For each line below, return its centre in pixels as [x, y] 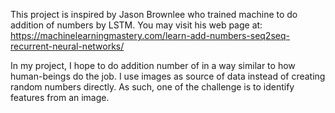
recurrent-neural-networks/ [67, 46]
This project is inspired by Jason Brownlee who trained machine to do [154, 14]
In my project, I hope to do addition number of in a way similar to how [153, 65]
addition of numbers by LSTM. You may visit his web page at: [136, 25]
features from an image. [60, 97]
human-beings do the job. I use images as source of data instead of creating [168, 76]
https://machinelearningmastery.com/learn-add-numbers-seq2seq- [150, 35]
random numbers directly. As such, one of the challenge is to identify [152, 87]
